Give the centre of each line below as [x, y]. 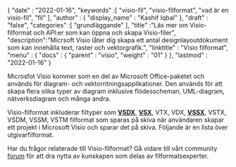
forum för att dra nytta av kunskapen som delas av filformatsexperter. [108, 156]
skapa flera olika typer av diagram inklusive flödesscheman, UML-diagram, [116, 91]
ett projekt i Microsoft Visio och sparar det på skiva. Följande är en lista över [118, 127]
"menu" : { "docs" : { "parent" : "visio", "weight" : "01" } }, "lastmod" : [107, 55]
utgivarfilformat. [31, 135]
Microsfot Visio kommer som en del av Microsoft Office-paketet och [106, 76]
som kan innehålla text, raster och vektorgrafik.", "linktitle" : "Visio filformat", [118, 48]
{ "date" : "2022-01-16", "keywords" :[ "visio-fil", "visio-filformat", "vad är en [118, 10]
